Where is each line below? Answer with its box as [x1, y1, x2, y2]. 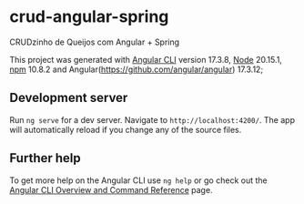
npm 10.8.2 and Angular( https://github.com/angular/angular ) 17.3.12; [9, 64, 264, 75]
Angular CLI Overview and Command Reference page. [9, 184, 213, 195]
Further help [9, 150, 82, 166]
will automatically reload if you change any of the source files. [9, 124, 242, 135]
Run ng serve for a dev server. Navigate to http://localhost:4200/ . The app [9, 114, 296, 125]
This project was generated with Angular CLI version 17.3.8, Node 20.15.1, [9, 54, 282, 65]
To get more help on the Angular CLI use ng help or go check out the [9, 175, 268, 186]
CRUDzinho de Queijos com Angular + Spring [9, 36, 180, 47]
